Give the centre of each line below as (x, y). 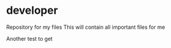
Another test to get (29, 38)
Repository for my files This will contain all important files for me (86, 27)
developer (32, 10)
